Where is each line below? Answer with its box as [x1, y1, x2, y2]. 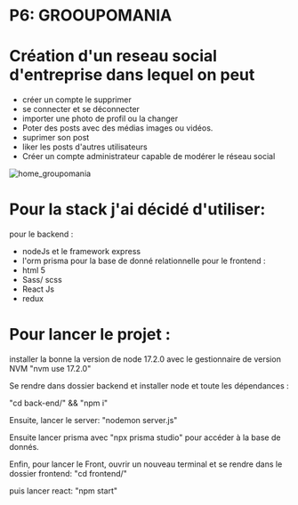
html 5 [21, 265, 46, 276]
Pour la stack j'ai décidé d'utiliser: [9, 199, 266, 220]
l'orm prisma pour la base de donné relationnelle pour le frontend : [21, 255, 266, 267]
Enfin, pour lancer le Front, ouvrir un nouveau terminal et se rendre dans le [9, 459, 283, 469]
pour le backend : [9, 228, 74, 240]
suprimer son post [21, 132, 90, 143]
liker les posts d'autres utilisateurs [21, 141, 149, 152]
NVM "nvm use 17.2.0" [9, 364, 92, 373]
